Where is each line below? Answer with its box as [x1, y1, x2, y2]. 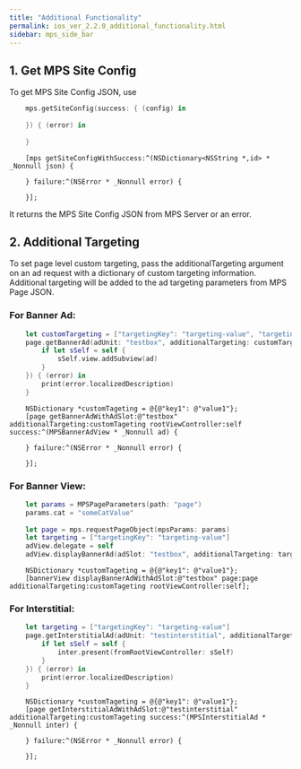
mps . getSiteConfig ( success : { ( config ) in [25, 104, 186, 113]
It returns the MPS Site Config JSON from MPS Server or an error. [9, 208, 253, 220]
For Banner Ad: [9, 309, 76, 322]
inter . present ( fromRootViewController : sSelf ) [56, 648, 235, 657]
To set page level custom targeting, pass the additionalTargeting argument [9, 258, 284, 269]
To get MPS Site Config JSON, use [9, 87, 137, 98]
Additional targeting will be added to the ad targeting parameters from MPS [9, 277, 287, 288]
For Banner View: [9, 480, 87, 492]
